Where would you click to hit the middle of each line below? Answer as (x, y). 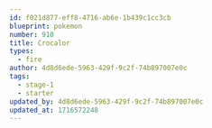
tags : (19, 77)
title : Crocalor (40, 43)
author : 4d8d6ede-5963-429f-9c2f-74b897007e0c (98, 69)
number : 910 (32, 34)
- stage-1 (36, 85)
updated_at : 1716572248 (54, 110)
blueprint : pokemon (46, 26)
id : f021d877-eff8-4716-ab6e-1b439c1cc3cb (90, 18)
